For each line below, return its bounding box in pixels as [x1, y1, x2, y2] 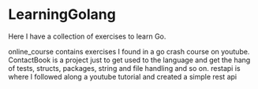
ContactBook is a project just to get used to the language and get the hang [8, 55, 251, 65]
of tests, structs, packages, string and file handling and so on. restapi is [8, 63, 241, 72]
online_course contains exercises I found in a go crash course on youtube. [8, 46, 250, 56]
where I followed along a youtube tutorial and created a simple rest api [8, 72, 237, 81]
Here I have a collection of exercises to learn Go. [8, 32, 166, 41]
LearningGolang [8, 6, 116, 24]
